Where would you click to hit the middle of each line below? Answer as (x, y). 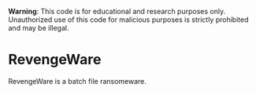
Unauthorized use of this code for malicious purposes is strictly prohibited (128, 20)
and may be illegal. (39, 28)
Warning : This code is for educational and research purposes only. (117, 11)
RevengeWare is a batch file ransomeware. (78, 81)
